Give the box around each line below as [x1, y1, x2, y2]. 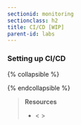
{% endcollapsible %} [7, 83, 70, 92]
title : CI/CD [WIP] [7, 23, 65, 31]
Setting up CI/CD [7, 54, 66, 64]
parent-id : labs [7, 30, 55, 38]
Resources [24, 97, 58, 106]
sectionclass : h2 [7, 17, 58, 24]
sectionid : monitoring [7, 10, 74, 18]
